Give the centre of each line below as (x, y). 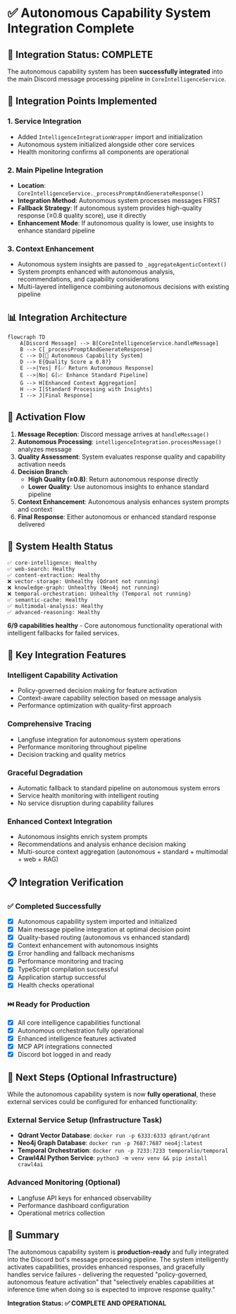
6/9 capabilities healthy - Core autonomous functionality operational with (115, 625)
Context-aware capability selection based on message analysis (110, 698)
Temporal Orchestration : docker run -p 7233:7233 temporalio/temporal (123, 1151)
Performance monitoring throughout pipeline (82, 746)
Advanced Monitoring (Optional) (64, 1183)
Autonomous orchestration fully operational (81, 1031)
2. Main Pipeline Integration (55, 170)
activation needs (42, 464)
